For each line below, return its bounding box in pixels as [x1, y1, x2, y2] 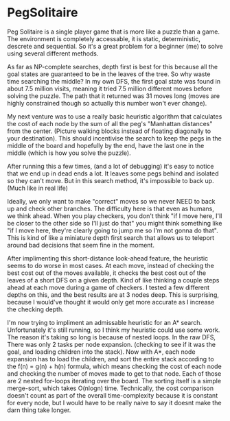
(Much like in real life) [7, 184, 69, 192]
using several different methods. [7, 49, 99, 58]
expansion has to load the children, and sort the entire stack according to [7, 354, 214, 363]
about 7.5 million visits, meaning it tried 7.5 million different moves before [7, 84, 213, 93]
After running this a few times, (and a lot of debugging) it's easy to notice [7, 162, 214, 170]
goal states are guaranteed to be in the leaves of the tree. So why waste [7, 70, 211, 78]
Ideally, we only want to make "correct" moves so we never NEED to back [7, 197, 216, 205]
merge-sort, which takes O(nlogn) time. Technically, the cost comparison [7, 384, 214, 392]
